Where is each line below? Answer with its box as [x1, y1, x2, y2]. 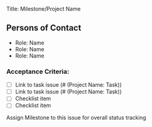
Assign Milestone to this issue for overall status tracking [6, 114, 147, 122]
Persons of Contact [6, 23, 81, 33]
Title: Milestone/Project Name [6, 5, 81, 12]
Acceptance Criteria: [6, 67, 70, 76]
